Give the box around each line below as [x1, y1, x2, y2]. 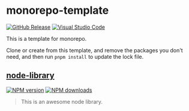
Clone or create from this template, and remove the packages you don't [6, 46, 183, 54]
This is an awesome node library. [20, 98, 103, 105]
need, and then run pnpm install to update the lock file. [6, 53, 144, 60]
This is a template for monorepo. [6, 35, 87, 42]
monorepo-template [6, 4, 109, 17]
